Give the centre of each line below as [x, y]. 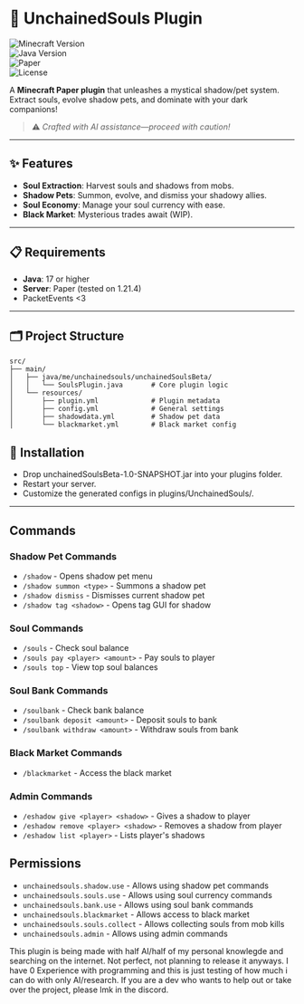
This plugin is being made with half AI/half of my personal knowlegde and [146, 951]
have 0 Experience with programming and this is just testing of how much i [148, 970]
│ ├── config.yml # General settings [117, 409]
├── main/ [28, 369]
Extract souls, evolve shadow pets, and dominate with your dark [129, 100]
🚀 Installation [47, 452]
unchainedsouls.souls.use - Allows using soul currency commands [147, 894]
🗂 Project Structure [67, 335]
